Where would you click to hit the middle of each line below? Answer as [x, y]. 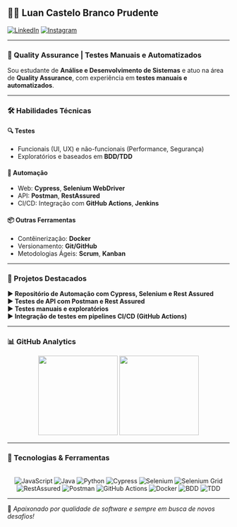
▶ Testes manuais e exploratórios [58, 309]
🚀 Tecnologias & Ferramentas [59, 458]
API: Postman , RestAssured [59, 196]
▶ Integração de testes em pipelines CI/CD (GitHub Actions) [97, 316]
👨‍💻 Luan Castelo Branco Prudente [83, 13]
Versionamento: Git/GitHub [57, 246]
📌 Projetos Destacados [47, 278]
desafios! [21, 516]
